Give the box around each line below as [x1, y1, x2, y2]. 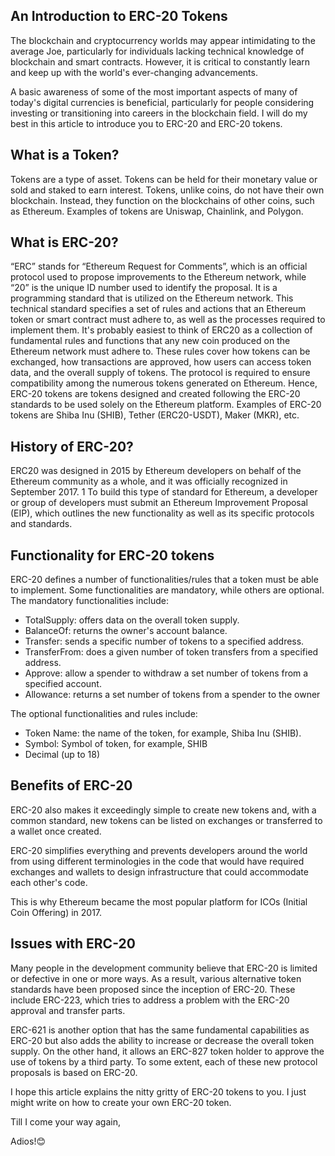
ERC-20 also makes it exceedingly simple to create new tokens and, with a [10, 804, 317, 816]
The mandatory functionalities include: [10, 595, 169, 607]
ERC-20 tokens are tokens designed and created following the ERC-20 [10, 388, 301, 400]
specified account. [24, 678, 102, 690]
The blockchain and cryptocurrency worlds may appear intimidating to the [10, 34, 316, 46]
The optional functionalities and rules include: [10, 708, 198, 720]
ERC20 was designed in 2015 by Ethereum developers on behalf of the [10, 465, 302, 477]
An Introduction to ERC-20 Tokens [10, 8, 228, 25]
